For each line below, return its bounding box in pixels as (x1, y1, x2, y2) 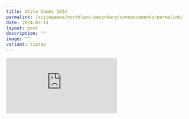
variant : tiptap (6, 42, 46, 48)
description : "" (6, 31, 46, 37)
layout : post (6, 25, 38, 31)
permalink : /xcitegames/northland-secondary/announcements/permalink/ (6, 14, 184, 20)
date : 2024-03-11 (6, 19, 49, 25)
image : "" (6, 36, 31, 42)
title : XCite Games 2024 (6, 8, 67, 15)
